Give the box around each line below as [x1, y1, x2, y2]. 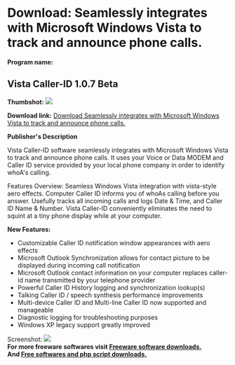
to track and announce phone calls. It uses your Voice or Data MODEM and [7, 153, 224, 162]
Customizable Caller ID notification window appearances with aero [17, 238, 210, 247]
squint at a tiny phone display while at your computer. [7, 212, 162, 220]
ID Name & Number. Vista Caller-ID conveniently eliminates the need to [7, 204, 213, 212]
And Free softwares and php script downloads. [7, 350, 147, 358]
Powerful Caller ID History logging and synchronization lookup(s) [17, 283, 206, 291]
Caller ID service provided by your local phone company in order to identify [7, 160, 225, 169]
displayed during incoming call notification [17, 261, 140, 269]
